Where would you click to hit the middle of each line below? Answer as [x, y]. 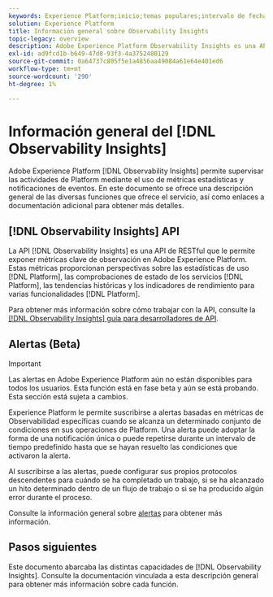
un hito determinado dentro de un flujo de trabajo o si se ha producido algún [136, 489]
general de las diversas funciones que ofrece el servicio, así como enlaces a [136, 197]
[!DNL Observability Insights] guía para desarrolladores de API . [114, 319]
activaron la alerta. [39, 455]
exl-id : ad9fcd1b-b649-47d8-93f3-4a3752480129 [89, 54]
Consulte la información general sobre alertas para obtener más [115, 513]
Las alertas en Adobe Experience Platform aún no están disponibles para [130, 380]
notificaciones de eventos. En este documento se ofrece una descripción [131, 189]
